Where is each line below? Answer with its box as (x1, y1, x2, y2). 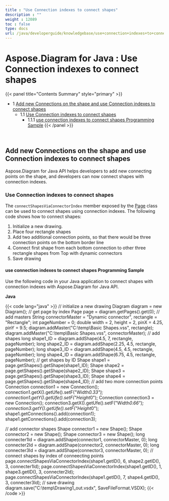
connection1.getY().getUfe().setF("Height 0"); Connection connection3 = (5, 395, 154, 401)
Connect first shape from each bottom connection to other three (12, 245, 146, 251)
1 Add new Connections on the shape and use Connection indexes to (12, 101, 155, 107)
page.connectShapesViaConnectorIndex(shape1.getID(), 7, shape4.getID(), (5, 474, 160, 480)
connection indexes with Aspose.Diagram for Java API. (5, 284, 119, 290)
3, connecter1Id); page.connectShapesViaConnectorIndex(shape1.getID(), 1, (5, 464, 162, 470)
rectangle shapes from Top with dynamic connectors (12, 250, 122, 256)
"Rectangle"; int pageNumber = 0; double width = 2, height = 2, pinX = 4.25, (5, 320, 163, 326)
